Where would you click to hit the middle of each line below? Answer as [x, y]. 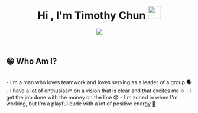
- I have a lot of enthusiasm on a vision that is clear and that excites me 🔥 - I [98, 91]
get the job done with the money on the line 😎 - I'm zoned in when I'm [92, 97]
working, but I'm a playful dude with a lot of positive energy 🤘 [81, 104]
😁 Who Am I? [32, 62]
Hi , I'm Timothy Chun [92, 16]
